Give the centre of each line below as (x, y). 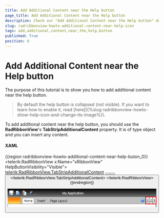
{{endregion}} (82, 183)
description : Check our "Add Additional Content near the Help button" (79, 20)
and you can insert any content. (37, 135)
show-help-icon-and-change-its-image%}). (61, 115)
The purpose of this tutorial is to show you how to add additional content (78, 90)
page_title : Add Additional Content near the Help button (65, 15)
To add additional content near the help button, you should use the (72, 124)
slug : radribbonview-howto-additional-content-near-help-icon (70, 26)
